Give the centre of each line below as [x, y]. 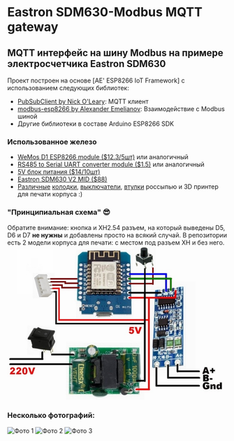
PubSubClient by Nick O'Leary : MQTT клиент [83, 101]
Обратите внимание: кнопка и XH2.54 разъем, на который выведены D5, [116, 227]
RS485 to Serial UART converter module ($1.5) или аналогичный [111, 164]
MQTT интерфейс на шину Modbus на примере [115, 53]
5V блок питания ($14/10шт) [59, 172]
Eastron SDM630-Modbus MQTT [105, 12]
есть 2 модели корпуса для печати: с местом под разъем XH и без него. [116, 243]
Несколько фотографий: [51, 415]
